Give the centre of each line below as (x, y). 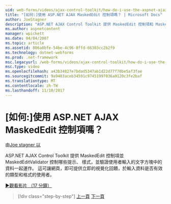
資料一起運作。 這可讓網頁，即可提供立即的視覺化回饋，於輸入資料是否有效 (84, 168)
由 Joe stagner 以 (23, 145)
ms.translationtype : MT (31, 81)
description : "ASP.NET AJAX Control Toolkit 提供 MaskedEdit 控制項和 (79, 24)
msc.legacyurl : (21, 62)
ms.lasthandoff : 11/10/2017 (35, 90)
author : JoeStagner (26, 19)
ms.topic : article (25, 43)
